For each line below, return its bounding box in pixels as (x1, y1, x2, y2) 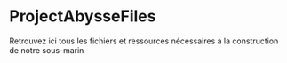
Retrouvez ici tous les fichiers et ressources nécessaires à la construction (9, 35, 279, 46)
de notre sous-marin (9, 44, 84, 55)
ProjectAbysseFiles (9, 6, 156, 27)
